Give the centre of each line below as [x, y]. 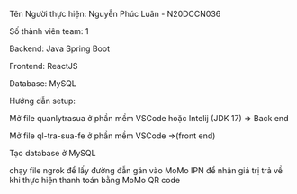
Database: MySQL [43, 84]
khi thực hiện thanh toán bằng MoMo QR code [95, 180]
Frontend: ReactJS [44, 66]
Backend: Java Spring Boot [60, 48]
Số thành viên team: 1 [49, 31]
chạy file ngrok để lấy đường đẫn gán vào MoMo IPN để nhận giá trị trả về [146, 170]
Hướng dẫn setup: [43, 101]
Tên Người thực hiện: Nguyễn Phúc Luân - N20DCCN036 [115, 14]
